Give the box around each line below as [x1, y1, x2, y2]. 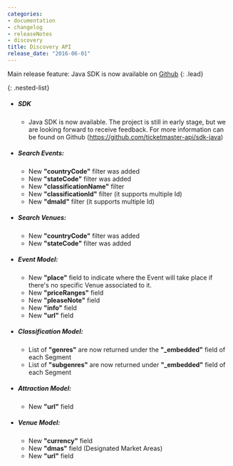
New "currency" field [28, 436, 93, 445]
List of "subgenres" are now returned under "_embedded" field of [28, 360, 226, 369]
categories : [7, 10, 43, 18]
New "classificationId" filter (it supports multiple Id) [28, 189, 183, 198]
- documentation [7, 17, 56, 24]
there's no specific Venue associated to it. [28, 280, 152, 289]
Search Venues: [17, 213, 66, 222]
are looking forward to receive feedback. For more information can [28, 125, 224, 134]
